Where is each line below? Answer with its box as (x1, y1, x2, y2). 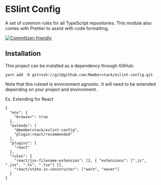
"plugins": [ (9, 141, 37, 146)
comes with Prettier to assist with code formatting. (5, 25, 109, 31)
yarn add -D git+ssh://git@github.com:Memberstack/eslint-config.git (5, 72, 153, 77)
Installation (5, 49, 41, 58)
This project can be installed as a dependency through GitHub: (5, 62, 134, 68)
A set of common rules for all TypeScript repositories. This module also (5, 20, 151, 26)
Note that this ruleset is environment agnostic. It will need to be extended (5, 81, 156, 87)
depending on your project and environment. (5, 86, 97, 92)
